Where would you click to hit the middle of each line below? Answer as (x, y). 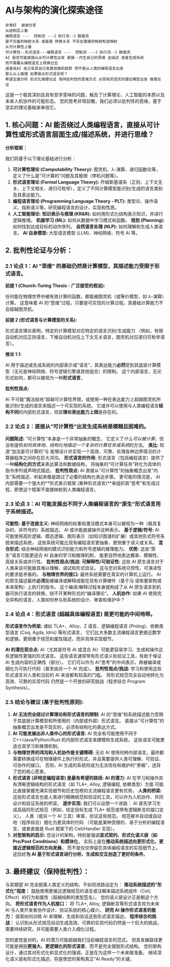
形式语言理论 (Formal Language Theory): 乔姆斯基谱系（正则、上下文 (85, 182)
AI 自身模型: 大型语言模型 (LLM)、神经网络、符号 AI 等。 (81, 233)
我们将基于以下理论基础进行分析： (41, 159)
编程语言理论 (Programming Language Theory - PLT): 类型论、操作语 (85, 201)
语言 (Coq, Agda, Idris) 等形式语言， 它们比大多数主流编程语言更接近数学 (85, 633)
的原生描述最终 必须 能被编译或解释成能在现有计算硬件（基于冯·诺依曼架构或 (83, 581)
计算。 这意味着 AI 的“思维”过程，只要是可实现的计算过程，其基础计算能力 (82, 303)
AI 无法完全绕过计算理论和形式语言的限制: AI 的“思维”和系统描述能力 (83, 714)
